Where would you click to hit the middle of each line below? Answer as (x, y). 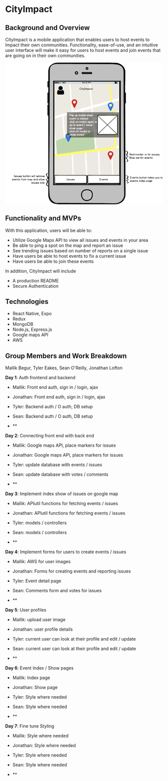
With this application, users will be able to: (49, 230)
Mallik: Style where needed (40, 736)
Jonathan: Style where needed (44, 746)
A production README (35, 280)
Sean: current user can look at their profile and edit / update (74, 649)
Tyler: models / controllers (39, 523)
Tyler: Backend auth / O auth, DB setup (52, 407)
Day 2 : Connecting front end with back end (49, 436)
